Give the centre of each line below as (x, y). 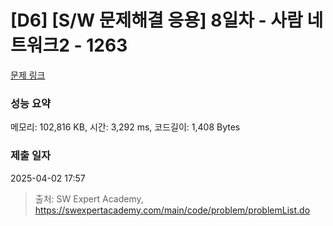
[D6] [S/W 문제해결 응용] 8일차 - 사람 (156, 20)
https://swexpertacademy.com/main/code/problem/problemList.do (172, 210)
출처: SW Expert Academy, (89, 198)
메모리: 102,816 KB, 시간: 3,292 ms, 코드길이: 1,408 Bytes (125, 127)
